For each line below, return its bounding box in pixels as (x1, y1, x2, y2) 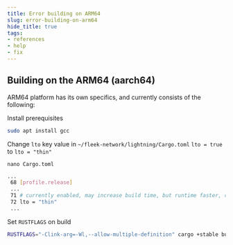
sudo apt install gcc (7, 127, 70, 134)
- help (7, 42, 26, 49)
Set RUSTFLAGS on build (7, 217, 71, 226)
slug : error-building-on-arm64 (7, 17, 98, 24)
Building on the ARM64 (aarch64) (7, 74, 156, 87)
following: (7, 100, 35, 108)
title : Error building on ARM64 (7, 10, 101, 17)
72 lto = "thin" (10, 198, 58, 205)
